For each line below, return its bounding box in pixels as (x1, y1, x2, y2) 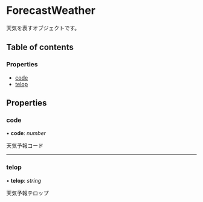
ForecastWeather (6, 4, 95, 17)
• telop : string (6, 177, 41, 184)
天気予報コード (6, 142, 43, 150)
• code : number (6, 130, 47, 137)
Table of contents (6, 42, 74, 52)
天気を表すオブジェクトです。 (6, 24, 80, 31)
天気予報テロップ (6, 189, 49, 197)
